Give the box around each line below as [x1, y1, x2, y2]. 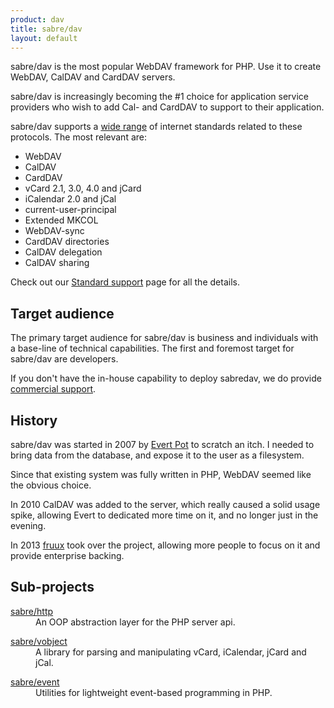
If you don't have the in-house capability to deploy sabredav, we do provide [10, 372, 322, 385]
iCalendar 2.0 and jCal [24, 193, 117, 205]
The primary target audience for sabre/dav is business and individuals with [10, 332, 319, 344]
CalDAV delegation [24, 246, 103, 258]
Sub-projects [10, 579, 95, 596]
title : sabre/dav [10, 24, 83, 34]
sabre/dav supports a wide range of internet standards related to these [10, 121, 303, 133]
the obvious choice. [10, 479, 92, 491]
